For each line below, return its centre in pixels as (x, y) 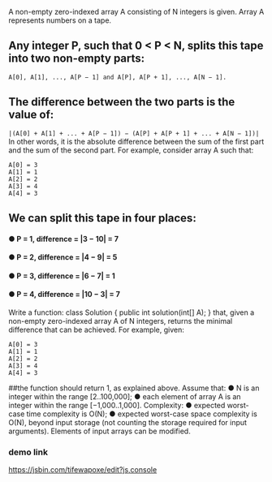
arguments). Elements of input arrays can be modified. (99, 431)
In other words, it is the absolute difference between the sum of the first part (136, 141)
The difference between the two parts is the (122, 102)
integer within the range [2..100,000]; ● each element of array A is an (125, 396)
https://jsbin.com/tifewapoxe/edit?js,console (83, 470)
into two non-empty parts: (77, 59)
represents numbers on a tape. (60, 20)
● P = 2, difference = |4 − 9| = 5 (63, 257)
